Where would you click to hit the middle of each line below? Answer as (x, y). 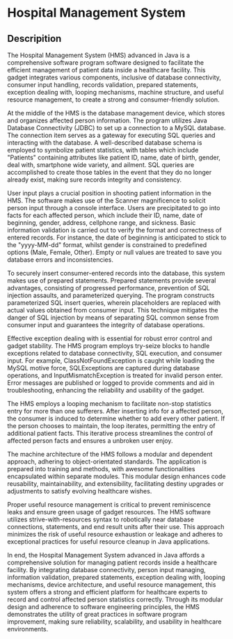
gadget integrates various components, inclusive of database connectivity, (114, 77)
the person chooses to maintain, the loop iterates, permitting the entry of (111, 426)
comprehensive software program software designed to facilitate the (105, 63)
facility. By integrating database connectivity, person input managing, (107, 570)
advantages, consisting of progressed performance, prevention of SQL (109, 288)
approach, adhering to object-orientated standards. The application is (107, 461)
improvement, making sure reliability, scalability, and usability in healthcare (114, 622)
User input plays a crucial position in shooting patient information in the (110, 193)
